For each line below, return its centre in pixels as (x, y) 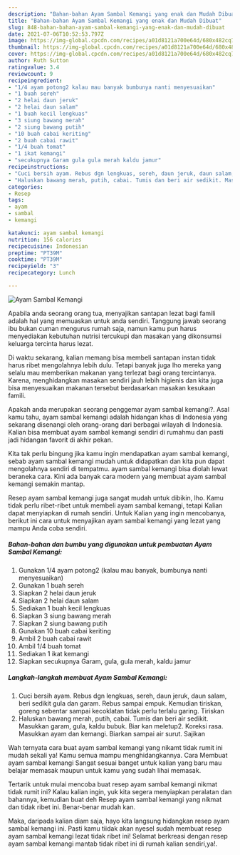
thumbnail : (24, 47)
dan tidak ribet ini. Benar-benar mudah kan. (72, 807)
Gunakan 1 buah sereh (51, 585)
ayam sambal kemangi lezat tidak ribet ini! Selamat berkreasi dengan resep (118, 836)
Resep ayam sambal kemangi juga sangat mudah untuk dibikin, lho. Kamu (116, 498)
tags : (16, 200)
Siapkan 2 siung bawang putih (63, 623)
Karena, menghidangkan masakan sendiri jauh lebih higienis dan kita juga (116, 380)
